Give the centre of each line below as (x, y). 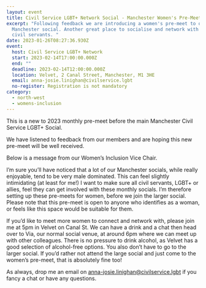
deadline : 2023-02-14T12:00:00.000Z (59, 69)
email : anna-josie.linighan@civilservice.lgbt (72, 80)
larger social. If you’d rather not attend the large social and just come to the (101, 253)
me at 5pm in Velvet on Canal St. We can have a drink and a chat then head (101, 227)
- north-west (29, 98)
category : (19, 92)
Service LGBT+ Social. (34, 127)
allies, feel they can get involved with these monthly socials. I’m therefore (99, 189)
